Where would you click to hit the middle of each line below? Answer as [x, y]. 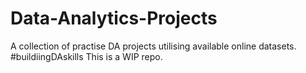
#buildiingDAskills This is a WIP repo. [86, 56]
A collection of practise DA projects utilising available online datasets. [153, 46]
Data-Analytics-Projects [114, 18]
